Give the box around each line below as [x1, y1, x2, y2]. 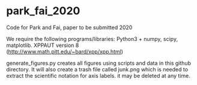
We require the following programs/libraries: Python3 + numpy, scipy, [6, 35, 178, 42]
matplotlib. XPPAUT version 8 [6, 42, 79, 49]
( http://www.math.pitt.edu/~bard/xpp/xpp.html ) [6, 48, 124, 55]
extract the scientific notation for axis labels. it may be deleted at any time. [6, 72, 190, 79]
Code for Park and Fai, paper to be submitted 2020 [6, 24, 133, 31]
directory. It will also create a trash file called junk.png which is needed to [6, 65, 188, 73]
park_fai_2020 [6, 4, 80, 18]
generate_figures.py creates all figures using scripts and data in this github [6, 59, 191, 67]
